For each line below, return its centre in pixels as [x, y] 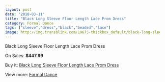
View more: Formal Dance [31, 74]
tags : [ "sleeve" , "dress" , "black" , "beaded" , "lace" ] [58, 28]
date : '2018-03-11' [25, 14]
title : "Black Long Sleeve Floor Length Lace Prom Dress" [66, 19]
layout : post [18, 10]
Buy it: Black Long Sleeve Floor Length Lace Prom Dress [62, 65]
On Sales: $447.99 [24, 56]
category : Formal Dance [29, 23]
